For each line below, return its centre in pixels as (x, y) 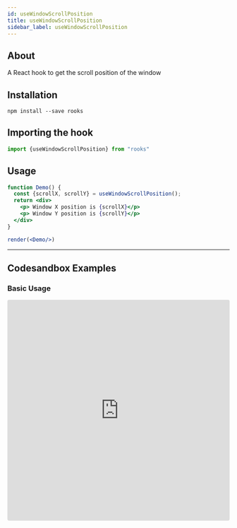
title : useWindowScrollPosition (55, 20)
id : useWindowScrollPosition (50, 14)
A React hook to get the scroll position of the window (84, 73)
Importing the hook (50, 133)
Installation (32, 95)
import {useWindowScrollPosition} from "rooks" (79, 149)
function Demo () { (34, 187)
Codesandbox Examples (62, 268)
